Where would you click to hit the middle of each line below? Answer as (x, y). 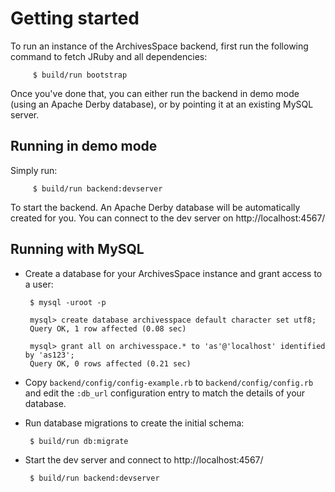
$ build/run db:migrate (79, 441)
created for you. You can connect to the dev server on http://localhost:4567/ (168, 218)
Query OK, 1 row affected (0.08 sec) (108, 328)
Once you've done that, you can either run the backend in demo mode (155, 93)
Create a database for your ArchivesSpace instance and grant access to (173, 273)
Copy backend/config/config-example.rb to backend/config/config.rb (169, 382)
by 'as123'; (49, 355)
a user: (39, 284)
